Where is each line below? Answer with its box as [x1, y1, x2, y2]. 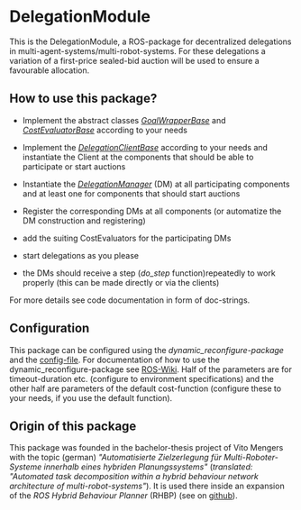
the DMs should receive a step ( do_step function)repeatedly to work [22, 268, 277, 278]
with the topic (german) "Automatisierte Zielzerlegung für [9, 452, 223, 463]
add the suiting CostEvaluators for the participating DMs [22, 232, 232, 243]
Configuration [9, 321, 90, 336]
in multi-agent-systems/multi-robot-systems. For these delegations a [9, 45, 266, 56]
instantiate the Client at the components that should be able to [22, 151, 254, 162]
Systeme [9, 461, 42, 472]
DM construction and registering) [22, 214, 146, 226]
